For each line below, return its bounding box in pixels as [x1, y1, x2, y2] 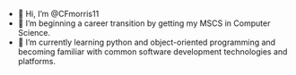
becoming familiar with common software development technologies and [17, 46, 288, 57]
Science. [17, 28, 51, 37]
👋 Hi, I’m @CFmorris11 [17, 9, 100, 19]
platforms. [17, 56, 57, 66]
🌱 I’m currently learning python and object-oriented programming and [17, 37, 276, 47]
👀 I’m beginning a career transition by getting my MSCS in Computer [17, 18, 271, 29]
